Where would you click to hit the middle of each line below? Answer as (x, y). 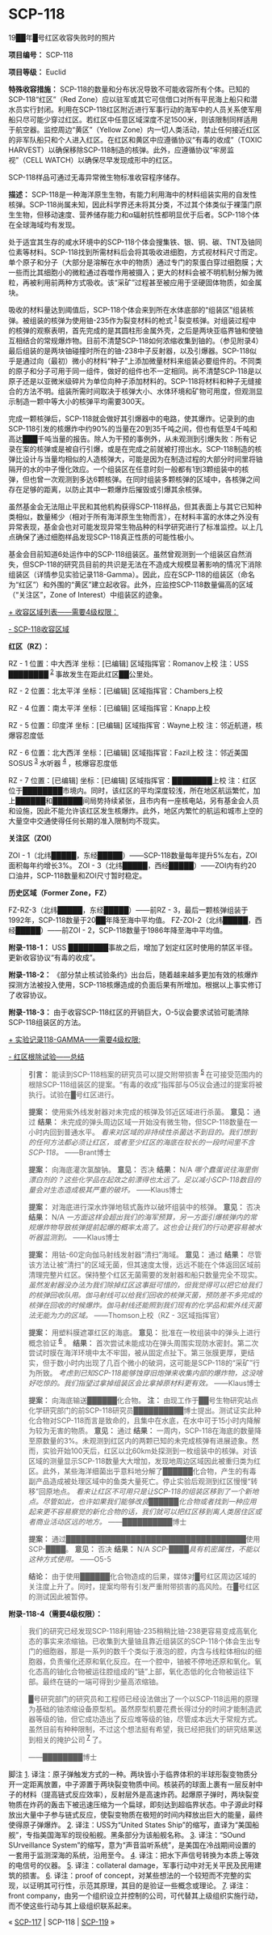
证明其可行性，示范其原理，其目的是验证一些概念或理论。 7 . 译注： (140, 1885)
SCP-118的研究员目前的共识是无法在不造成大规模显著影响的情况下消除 (146, 564)
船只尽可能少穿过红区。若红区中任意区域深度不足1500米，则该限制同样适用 (133, 119)
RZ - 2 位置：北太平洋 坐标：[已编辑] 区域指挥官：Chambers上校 (116, 691)
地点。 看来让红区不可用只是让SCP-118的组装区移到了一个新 (152, 1491)
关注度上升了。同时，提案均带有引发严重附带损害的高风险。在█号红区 (144, 1587)
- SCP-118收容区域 (39, 629)
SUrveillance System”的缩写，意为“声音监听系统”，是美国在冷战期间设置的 (132, 1845)
